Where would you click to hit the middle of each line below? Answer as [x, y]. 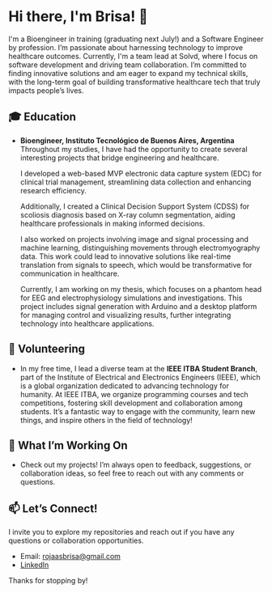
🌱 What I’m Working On [68, 445]
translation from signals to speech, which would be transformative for [136, 265]
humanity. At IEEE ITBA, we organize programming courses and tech [134, 394]
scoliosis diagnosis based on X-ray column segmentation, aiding [128, 214]
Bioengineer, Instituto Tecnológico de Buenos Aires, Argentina [127, 140]
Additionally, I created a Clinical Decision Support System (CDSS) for [135, 206]
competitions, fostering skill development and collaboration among [131, 403]
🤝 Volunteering [47, 349]
